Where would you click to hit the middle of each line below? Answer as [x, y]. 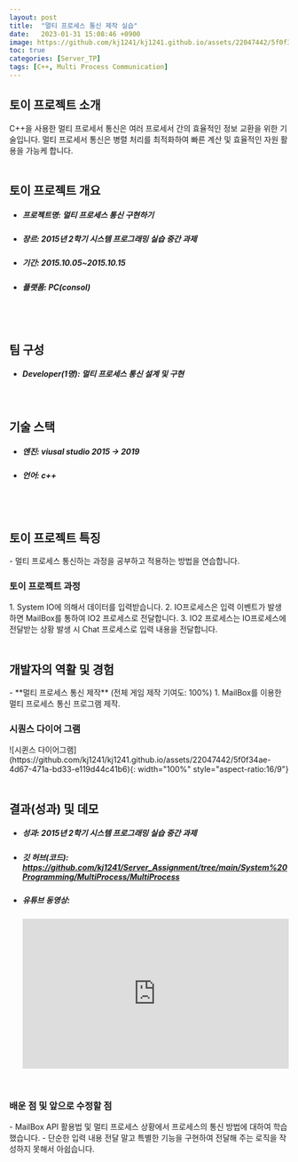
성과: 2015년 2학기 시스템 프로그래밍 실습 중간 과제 [110, 833]
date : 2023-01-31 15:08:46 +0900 [75, 34]
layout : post [33, 17]
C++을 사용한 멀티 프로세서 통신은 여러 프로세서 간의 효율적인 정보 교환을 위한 [144, 128]
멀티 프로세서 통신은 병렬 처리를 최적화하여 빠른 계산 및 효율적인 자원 [161, 139]
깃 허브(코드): [45, 857]
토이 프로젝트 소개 [55, 105]
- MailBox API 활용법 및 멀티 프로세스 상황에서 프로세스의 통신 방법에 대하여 [141, 1126]
